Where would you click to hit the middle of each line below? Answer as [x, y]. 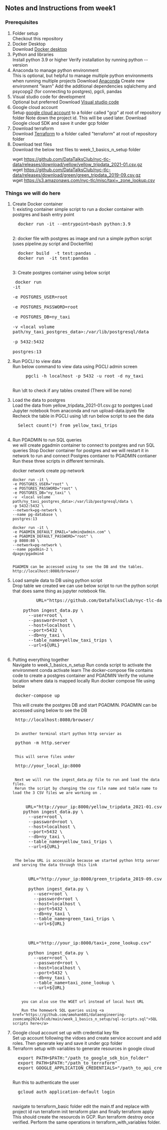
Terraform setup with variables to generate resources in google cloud [83, 1048]
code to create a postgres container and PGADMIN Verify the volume [83, 675]
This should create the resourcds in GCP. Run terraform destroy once [83, 1117]
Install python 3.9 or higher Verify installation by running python [78, 60]
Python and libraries [33, 54]
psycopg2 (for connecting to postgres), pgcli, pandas [67, 91]
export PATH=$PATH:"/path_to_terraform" [68, 1063]
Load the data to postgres [39, 400]
